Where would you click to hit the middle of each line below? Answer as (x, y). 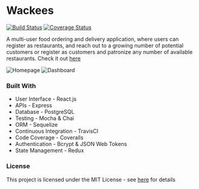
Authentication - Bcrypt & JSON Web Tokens (71, 144)
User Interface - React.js (46, 99)
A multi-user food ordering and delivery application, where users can (93, 39)
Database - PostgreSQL (45, 112)
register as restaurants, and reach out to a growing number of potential (95, 45)
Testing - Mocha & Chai (45, 118)
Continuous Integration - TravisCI (57, 131)
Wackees (30, 11)
